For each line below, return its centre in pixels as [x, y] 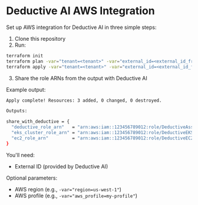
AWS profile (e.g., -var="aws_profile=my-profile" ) [76, 196]
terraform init [25, 56]
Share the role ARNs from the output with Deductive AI [81, 78]
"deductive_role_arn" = [43, 127]
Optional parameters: [32, 178]
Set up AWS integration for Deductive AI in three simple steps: [81, 27]
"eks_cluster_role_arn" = [43, 133]
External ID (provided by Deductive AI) [61, 166]
